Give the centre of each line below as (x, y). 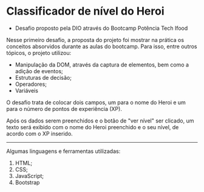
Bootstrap (27, 182)
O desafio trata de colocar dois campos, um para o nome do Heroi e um (96, 102)
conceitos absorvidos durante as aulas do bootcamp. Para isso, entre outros (102, 46)
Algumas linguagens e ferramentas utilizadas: (63, 151)
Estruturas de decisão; (43, 77)
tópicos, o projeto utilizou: (39, 52)
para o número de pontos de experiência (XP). (64, 108)
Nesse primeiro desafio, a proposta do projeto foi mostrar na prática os (95, 40)
